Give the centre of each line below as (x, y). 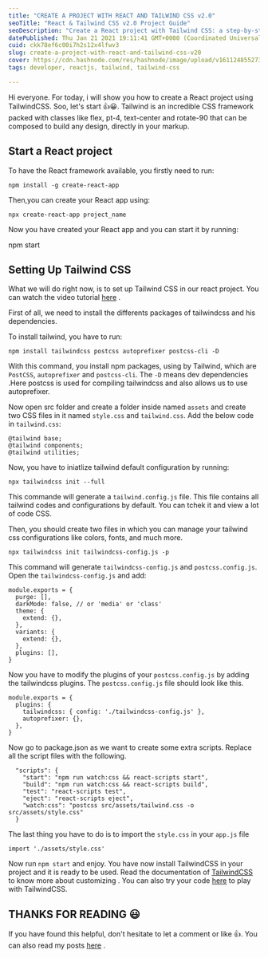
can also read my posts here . (57, 945)
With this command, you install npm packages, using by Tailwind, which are (132, 366)
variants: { (35, 632)
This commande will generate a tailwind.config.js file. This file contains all (134, 497)
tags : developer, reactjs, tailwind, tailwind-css (94, 68)
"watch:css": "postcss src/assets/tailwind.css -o (108, 806)
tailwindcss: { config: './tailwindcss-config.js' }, (114, 712)
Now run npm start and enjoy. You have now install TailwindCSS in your (126, 864)
